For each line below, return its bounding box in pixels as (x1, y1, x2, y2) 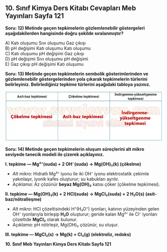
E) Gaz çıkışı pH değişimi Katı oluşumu (5, 61, 84, 67)
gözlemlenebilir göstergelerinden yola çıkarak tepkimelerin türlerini (5, 76, 148, 82)
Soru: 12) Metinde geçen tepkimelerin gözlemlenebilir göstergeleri (5, 25, 145, 31)
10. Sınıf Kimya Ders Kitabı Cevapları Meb (5, 4, 136, 12)
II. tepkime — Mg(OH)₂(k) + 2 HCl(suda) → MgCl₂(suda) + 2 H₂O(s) (5, 191, 145, 197)
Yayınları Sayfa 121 (5, 12, 64, 20)
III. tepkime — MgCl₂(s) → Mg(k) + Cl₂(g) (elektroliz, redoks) (5, 232, 131, 238)
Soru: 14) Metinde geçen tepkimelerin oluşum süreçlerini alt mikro (5, 146, 145, 152)
